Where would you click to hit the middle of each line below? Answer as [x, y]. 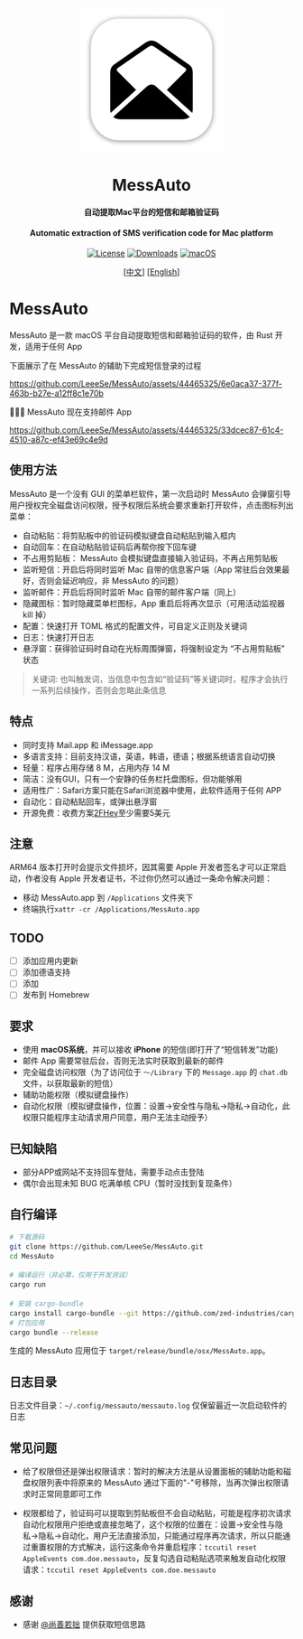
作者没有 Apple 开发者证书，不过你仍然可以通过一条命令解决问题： [149, 878]
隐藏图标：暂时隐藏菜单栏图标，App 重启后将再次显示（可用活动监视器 [154, 603]
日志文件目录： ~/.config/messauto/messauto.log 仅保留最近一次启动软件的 [148, 1405]
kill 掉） [37, 614]
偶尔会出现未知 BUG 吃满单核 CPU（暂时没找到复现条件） [129, 1184]
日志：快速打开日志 [58, 637]
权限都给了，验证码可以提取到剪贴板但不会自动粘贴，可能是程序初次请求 [156, 1513]
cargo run [28, 1285]
